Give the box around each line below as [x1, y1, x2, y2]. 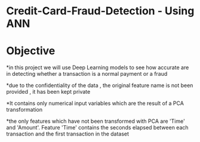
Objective [6, 44, 56, 58]
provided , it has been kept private [6, 88, 91, 95]
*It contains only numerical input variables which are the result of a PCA [6, 100, 184, 107]
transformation [6, 106, 43, 113]
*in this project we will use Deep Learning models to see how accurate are [6, 64, 189, 71]
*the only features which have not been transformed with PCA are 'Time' [6, 118, 185, 125]
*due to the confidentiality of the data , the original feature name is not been [6, 82, 193, 89]
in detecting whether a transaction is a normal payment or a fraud [6, 70, 168, 78]
